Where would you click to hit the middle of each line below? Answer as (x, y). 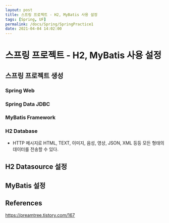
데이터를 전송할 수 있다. (36, 149)
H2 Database (21, 131)
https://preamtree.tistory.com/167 (40, 215)
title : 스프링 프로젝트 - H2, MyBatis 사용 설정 (51, 15)
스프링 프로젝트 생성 (34, 76)
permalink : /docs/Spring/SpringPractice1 (49, 24)
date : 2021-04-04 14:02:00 (34, 29)
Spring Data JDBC (28, 104)
